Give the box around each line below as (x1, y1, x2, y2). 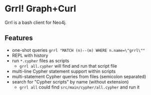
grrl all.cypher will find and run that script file (19, 63, 117, 69)
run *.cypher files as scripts (11, 58, 69, 64)
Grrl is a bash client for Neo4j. (4, 19, 67, 25)
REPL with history (11, 52, 48, 58)
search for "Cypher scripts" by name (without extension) (11, 79, 129, 85)
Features (4, 34, 33, 42)
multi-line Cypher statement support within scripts (11, 68, 116, 74)
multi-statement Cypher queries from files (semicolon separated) (11, 73, 146, 80)
